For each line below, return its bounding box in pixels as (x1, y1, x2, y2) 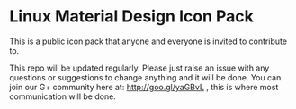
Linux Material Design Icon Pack (9, 6, 254, 27)
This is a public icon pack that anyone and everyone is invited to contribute (9, 36, 288, 46)
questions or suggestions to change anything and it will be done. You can (9, 71, 282, 82)
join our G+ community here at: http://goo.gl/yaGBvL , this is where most (9, 81, 279, 92)
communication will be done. (9, 91, 117, 102)
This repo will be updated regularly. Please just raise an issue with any (9, 63, 270, 73)
